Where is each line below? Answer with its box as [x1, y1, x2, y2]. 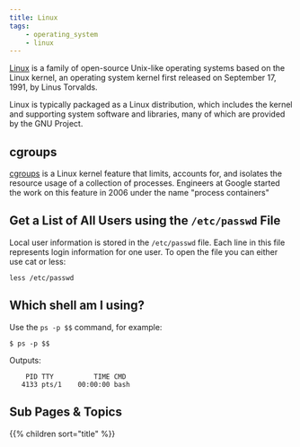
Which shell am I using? [9, 298, 146, 313]
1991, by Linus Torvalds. [9, 82, 98, 92]
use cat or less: [9, 256, 66, 267]
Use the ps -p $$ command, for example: [9, 321, 163, 332]
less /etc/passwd [9, 273, 75, 283]
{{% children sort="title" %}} [9, 428, 116, 439]
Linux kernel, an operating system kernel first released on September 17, [9, 73, 277, 83]
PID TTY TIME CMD [25, 372, 127, 381]
